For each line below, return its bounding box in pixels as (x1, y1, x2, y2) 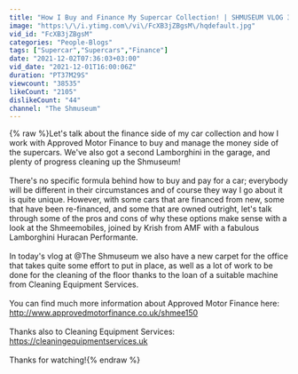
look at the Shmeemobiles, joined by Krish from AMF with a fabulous (9, 223, 260, 234)
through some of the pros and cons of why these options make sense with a (9, 213, 287, 224)
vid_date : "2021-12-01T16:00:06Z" (9, 63, 137, 72)
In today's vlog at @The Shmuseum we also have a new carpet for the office (9, 251, 288, 262)
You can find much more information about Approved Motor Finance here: (9, 298, 279, 309)
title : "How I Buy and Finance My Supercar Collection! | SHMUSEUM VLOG (9, 12, 284, 22)
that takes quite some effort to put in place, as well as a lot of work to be (9, 260, 273, 271)
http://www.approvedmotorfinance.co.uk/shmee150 (9, 307, 199, 318)
